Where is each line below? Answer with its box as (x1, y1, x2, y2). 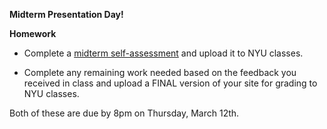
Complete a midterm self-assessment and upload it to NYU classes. (23, 47, 304, 59)
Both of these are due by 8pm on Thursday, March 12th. (9, 107, 240, 119)
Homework (9, 28, 57, 39)
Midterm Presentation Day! (9, 9, 124, 20)
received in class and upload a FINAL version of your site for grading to (23, 77, 318, 89)
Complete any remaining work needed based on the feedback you (23, 67, 297, 78)
